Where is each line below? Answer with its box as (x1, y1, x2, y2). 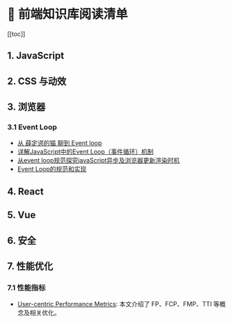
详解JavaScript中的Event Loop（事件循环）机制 (17, 147, 154, 156)
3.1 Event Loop (7, 122, 58, 132)
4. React (7, 185, 44, 197)
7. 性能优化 (7, 260, 54, 272)
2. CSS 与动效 (7, 75, 67, 87)
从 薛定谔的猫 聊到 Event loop (17, 139, 102, 147)
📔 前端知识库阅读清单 (7, 6, 129, 22)
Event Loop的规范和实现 (17, 165, 87, 174)
